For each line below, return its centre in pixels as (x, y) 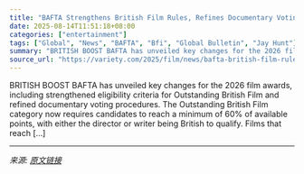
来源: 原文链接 (35, 160)
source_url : (32, 60)
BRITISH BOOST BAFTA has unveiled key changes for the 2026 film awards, (151, 85)
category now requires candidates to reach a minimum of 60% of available (148, 114)
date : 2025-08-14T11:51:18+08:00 (72, 26)
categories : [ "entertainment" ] (68, 34)
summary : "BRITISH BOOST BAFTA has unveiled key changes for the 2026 (145, 51)
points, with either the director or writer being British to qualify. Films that (146, 124)
